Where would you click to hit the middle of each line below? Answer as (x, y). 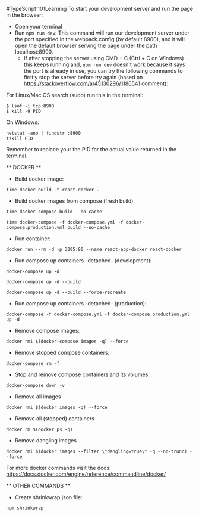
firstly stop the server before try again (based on (83, 77)
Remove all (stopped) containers (55, 419)
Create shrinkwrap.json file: (48, 497)
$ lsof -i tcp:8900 (30, 106)
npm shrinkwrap (25, 508)
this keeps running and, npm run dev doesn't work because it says (104, 64)
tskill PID (20, 138)
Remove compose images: (47, 331)
